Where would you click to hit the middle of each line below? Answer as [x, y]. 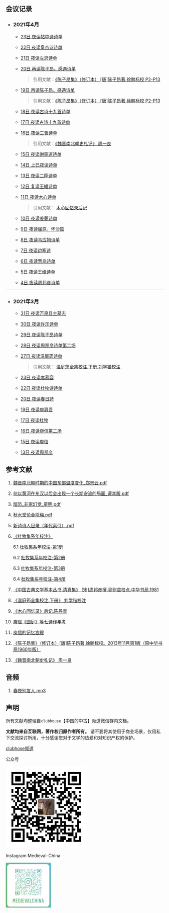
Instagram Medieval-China [33, 856]
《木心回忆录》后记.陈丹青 [40, 611]
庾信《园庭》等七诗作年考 [39, 621]
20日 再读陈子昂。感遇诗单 [48, 68]
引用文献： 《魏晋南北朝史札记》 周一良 [72, 143]
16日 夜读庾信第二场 [41, 431]
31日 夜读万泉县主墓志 [43, 313]
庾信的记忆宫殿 [28, 632]
